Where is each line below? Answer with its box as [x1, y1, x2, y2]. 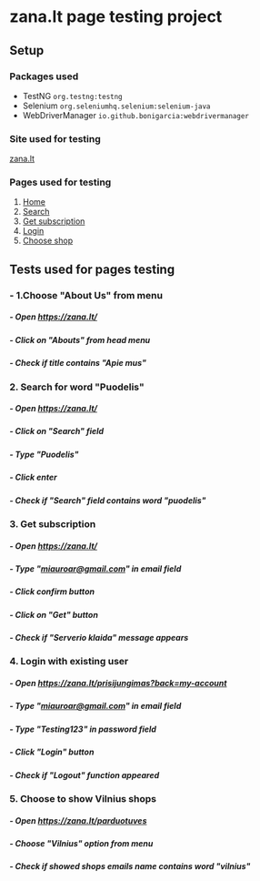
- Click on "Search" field [9, 426, 105, 437]
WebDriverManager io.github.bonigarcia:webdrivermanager [22, 109, 250, 120]
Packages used [9, 70, 79, 83]
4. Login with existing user [9, 655, 129, 668]
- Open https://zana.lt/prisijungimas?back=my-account [9, 678, 227, 689]
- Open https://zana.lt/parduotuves [9, 815, 147, 825]
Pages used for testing [9, 176, 112, 188]
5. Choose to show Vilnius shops [9, 792, 157, 805]
